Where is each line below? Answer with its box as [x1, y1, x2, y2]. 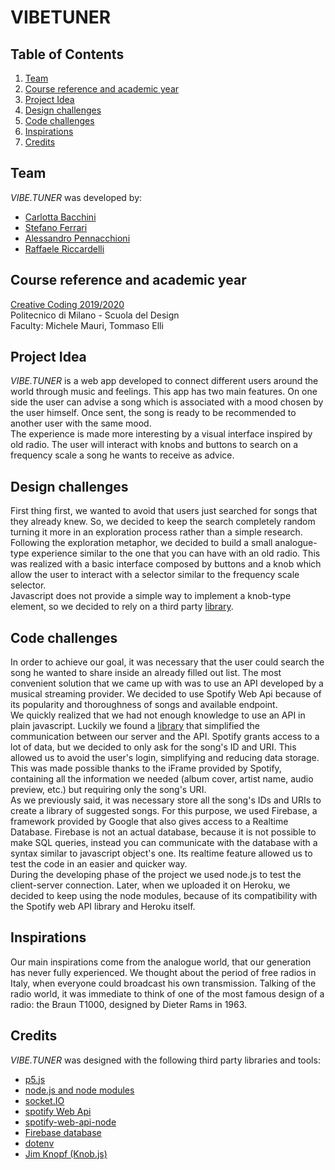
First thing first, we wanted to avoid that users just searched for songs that [10, 505, 318, 517]
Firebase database [24, 1126, 102, 1138]
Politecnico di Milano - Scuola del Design [10, 309, 180, 321]
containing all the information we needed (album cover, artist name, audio [10, 773, 314, 785]
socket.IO [24, 1094, 65, 1106]
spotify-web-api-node [24, 1116, 117, 1128]
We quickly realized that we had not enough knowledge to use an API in [10, 709, 306, 721]
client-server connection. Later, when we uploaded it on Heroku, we [10, 879, 291, 891]
